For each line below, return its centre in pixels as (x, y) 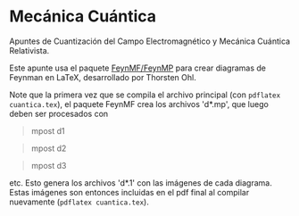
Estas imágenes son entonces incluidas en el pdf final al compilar (129, 192)
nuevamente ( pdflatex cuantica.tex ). (79, 202)
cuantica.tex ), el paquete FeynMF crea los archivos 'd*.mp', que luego (139, 104)
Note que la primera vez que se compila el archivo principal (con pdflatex (145, 95)
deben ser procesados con (59, 113)
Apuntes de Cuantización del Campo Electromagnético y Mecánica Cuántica (150, 41)
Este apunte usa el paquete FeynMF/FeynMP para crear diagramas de (137, 68)
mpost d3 (49, 165)
